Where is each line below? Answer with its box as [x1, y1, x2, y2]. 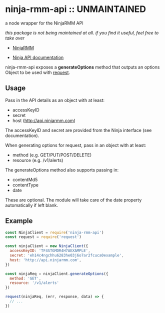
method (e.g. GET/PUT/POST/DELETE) [12, 151, 91, 158]
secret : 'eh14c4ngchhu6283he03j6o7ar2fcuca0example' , [9, 253, 124, 258]
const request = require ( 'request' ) [5, 234, 81, 239]
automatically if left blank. [5, 202, 58, 208]
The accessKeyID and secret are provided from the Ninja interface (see [5, 127, 152, 133]
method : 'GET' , [9, 276, 41, 281]
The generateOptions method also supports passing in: [5, 166, 119, 173]
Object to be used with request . [5, 69, 70, 75]
